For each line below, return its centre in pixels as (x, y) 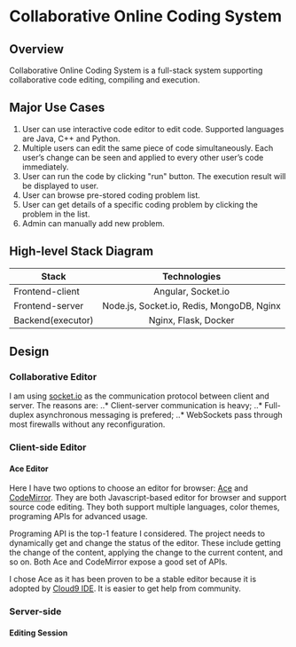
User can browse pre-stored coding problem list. (111, 195)
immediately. (45, 167)
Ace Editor (29, 469)
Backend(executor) (54, 320)
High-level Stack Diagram (81, 252)
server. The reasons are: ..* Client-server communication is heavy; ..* (136, 406)
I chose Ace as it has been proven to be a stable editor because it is (133, 580)
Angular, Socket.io (192, 291)
